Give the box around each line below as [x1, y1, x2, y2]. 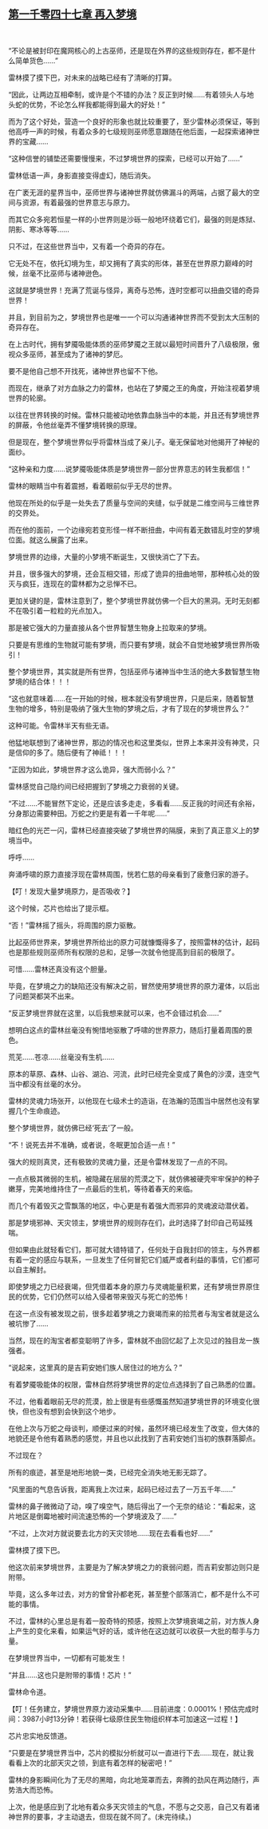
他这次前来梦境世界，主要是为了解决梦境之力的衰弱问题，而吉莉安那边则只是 [8, 1562, 260, 1572]
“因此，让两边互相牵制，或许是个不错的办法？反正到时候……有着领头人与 [8, 89, 247, 99]
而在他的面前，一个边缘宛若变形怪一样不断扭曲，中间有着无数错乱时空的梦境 [8, 525, 260, 534]
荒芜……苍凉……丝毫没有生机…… [8, 1052, 115, 1061]
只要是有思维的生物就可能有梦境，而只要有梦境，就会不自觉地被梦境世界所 [8, 640, 253, 649]
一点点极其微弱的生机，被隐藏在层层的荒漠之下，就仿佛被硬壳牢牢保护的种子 [8, 1173, 260, 1184]
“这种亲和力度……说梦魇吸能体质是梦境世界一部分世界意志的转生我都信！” [8, 464, 250, 474]
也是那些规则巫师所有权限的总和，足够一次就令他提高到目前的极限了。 [8, 947, 239, 957]
